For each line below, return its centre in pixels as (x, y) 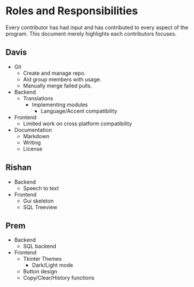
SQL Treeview (40, 207)
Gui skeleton (38, 201)
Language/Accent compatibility (79, 111)
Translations (38, 98)
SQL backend (40, 246)
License (33, 149)
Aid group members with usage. (62, 79)
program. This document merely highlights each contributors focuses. (91, 33)
